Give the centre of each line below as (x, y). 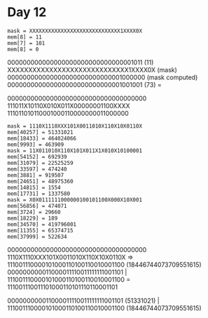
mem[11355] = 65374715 (40, 230)
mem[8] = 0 (23, 49)
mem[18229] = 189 (33, 218)
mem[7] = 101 (26, 43)
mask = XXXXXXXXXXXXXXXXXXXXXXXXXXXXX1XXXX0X (75, 31)
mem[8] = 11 (25, 37)
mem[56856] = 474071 (37, 206)
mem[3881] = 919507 (36, 175)
